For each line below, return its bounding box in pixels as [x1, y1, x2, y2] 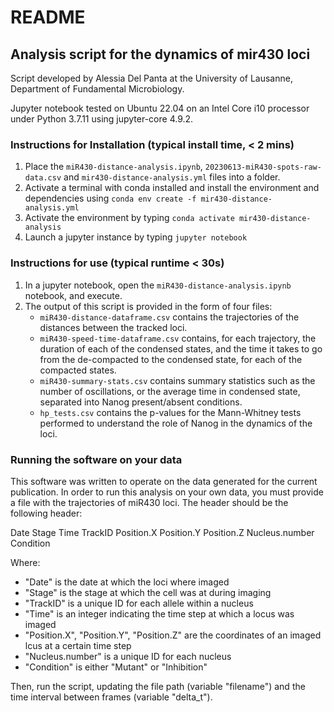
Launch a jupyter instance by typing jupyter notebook [24, 231, 248, 243]
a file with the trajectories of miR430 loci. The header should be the [10, 496, 289, 508]
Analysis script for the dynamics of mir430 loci [10, 46, 311, 63]
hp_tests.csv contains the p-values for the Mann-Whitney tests [39, 406, 302, 418]
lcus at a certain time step [24, 639, 132, 651]
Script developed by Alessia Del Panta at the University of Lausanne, [10, 72, 293, 84]
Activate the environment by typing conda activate [24, 212, 235, 224]
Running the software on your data [10, 452, 183, 466]
